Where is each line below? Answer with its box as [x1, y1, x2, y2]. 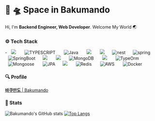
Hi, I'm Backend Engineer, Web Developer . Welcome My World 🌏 [5, 24, 137, 30]
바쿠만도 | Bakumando [5, 87, 48, 93]
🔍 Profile [5, 74, 27, 81]
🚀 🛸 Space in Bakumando [5, 4, 110, 16]
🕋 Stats [5, 100, 22, 106]
